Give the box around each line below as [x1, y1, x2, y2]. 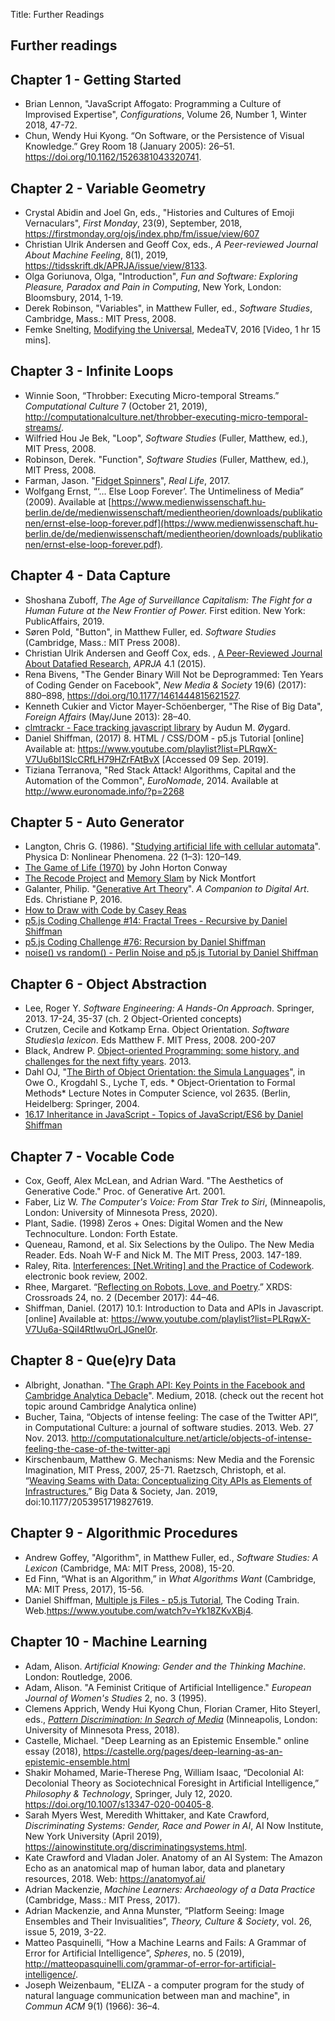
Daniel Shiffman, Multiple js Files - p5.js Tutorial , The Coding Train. [24, 1594, 300, 1606]
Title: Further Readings [10, 9, 105, 20]
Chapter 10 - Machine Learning [10, 1634, 208, 1651]
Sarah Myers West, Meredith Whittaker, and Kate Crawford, [24, 1809, 270, 1821]
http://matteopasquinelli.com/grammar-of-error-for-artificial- [24, 1957, 277, 1969]
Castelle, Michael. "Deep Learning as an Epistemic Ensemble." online [24, 1734, 310, 1746]
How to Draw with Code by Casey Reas [24, 904, 187, 916]
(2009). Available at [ [24, 495, 112, 508]
